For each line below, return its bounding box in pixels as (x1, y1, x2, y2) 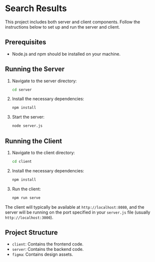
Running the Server (5, 65, 65, 73)
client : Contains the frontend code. (12, 241, 84, 247)
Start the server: (12, 114, 45, 120)
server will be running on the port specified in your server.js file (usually (5, 209, 151, 215)
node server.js (12, 123, 43, 128)
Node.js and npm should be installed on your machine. (12, 51, 121, 57)
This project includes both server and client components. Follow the (5, 19, 141, 25)
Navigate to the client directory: (12, 150, 75, 155)
